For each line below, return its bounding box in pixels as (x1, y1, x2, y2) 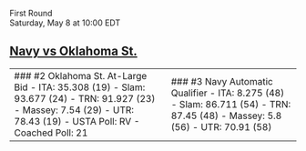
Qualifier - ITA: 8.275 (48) (170, 86, 285, 99)
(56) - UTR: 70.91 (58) (170, 120, 272, 133)
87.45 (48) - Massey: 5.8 (170, 109, 282, 122)
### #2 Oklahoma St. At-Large (14, 69, 148, 82)
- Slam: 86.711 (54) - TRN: (170, 97, 291, 110)
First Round (9, 8, 53, 18)
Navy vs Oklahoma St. (9, 44, 138, 59)
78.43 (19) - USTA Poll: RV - (14, 115, 140, 127)
